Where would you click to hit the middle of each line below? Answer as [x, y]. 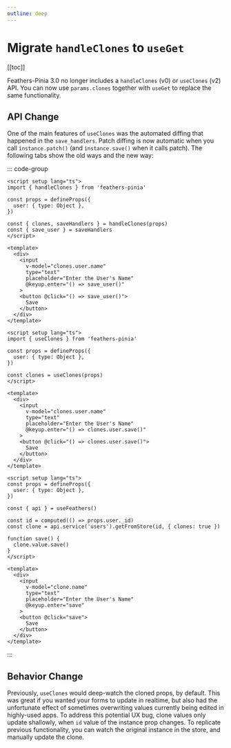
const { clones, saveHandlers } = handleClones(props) [88, 224]
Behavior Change [45, 676]
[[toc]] [16, 67]
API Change [33, 117]
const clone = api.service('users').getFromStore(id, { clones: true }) [114, 527]
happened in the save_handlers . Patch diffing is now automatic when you [111, 141]
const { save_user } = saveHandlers [60, 230]
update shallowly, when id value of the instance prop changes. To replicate [114, 722]
